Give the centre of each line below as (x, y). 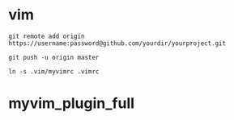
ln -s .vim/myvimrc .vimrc (54, 71)
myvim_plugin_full (72, 103)
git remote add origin (47, 36)
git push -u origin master (54, 57)
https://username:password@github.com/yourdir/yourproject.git (117, 43)
